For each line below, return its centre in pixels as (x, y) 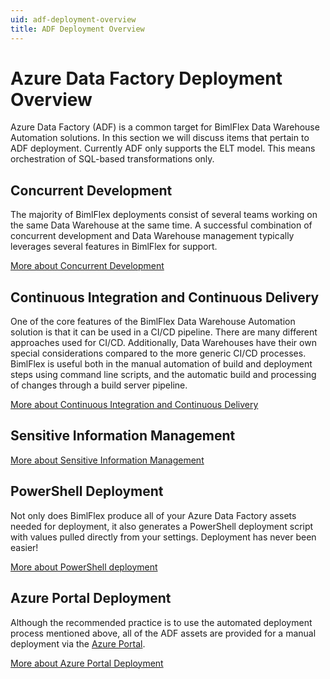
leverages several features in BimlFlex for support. (114, 247)
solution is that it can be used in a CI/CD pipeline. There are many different (164, 332)
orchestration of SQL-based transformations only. (112, 159)
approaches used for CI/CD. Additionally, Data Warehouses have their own (163, 343)
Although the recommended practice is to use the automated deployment (161, 622)
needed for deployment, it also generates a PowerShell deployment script (162, 526)
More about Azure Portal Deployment (87, 663)
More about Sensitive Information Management (107, 460)
